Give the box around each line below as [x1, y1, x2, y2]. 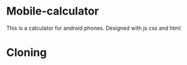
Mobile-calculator [6, 4, 99, 18]
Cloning [6, 46, 47, 60]
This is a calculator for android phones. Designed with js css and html [6, 24, 181, 32]
